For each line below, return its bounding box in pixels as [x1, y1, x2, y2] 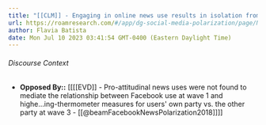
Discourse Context [8, 58, 69, 67]
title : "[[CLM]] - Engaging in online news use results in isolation [8, 11, 243, 20]
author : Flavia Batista [8, 26, 87, 34]
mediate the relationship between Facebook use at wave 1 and [19, 91, 223, 100]
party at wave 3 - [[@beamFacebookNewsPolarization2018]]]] [19, 108, 223, 117]
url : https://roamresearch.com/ [8, 19, 115, 27]
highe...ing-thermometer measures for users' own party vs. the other [19, 100, 245, 109]
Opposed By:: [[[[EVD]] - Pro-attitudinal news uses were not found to [19, 82, 247, 92]
